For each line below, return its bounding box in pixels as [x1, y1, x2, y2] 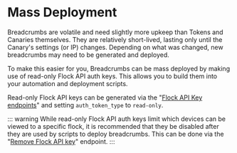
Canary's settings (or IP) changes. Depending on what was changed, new [7, 43, 223, 51]
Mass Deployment [7, 4, 117, 21]
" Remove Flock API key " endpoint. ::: [7, 137, 115, 146]
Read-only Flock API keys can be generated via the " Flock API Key [7, 93, 203, 102]
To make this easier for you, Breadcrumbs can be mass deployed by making [7, 64, 230, 73]
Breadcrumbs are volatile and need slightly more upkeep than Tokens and [7, 28, 223, 36]
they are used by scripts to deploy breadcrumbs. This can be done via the [7, 130, 224, 138]
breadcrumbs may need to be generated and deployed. [7, 51, 169, 59]
